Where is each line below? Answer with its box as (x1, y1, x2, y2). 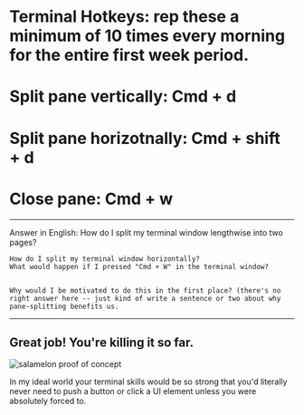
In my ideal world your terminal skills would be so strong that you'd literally (9, 376, 288, 387)
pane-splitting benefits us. (9, 302, 119, 311)
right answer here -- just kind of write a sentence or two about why (9, 294, 281, 303)
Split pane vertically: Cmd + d (9, 86, 237, 107)
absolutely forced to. (9, 396, 87, 407)
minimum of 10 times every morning (9, 25, 286, 46)
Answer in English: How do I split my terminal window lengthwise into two (9, 227, 283, 237)
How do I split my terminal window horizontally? (9, 254, 201, 264)
